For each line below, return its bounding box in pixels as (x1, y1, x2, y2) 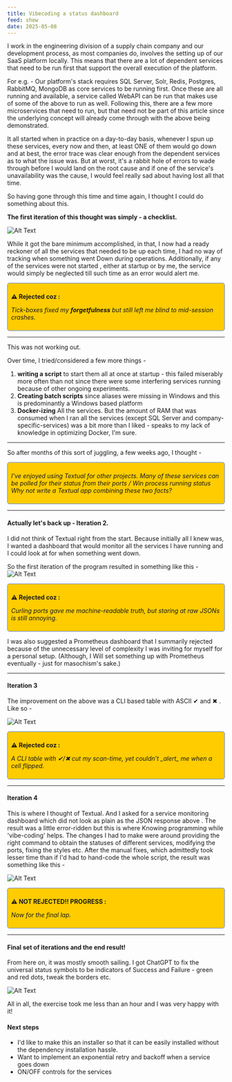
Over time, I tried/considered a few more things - (7, 357, 146, 365)
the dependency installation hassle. (17, 1045, 119, 1054)
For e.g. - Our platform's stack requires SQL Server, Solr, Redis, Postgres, (7, 77, 216, 86)
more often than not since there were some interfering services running (17, 377, 221, 386)
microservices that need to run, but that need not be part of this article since (7, 106, 225, 115)
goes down (17, 1061, 50, 1069)
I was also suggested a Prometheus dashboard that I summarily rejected (7, 637, 213, 645)
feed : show (7, 17, 39, 24)
